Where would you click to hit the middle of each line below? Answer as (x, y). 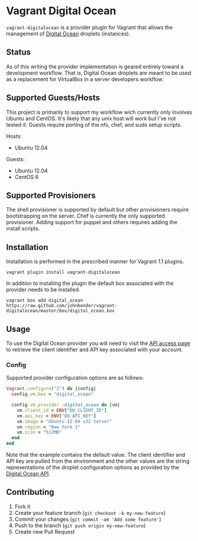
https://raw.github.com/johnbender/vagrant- (62, 306)
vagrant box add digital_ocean (45, 300)
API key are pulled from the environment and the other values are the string (98, 461)
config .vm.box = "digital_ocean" (53, 394)
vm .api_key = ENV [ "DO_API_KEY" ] (56, 416)
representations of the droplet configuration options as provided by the (92, 468)
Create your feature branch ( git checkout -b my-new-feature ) (90, 513)
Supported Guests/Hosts (53, 98)
